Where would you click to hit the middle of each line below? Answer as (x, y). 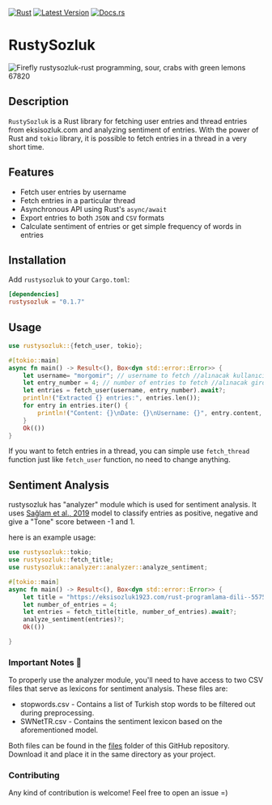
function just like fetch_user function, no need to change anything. (119, 460)
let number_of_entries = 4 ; (70, 604)
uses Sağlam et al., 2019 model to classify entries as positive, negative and (133, 513)
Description (38, 102)
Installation (37, 260)
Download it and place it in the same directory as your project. (112, 754)
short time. (26, 146)
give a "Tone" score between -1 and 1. (72, 522)
